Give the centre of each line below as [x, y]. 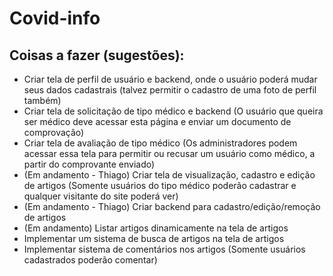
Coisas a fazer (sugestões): [97, 55]
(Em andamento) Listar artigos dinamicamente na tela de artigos [156, 228]
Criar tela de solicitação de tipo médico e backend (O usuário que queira [173, 111]
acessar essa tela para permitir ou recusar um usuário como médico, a [169, 153]
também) [42, 100]
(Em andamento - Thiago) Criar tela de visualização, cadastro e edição [169, 175]
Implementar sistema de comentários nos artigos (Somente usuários [164, 249]
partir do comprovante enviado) [89, 164]
